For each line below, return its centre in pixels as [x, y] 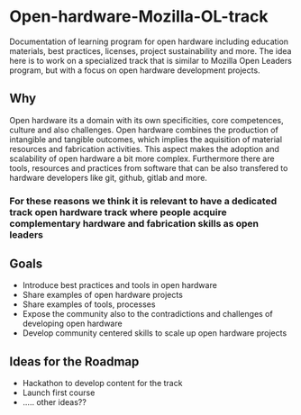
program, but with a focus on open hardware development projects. [135, 70]
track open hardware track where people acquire [118, 212]
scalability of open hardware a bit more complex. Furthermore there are [142, 158]
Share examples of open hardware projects [102, 295]
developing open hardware [73, 324]
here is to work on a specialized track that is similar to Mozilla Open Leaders [151, 60]
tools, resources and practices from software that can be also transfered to [149, 167]
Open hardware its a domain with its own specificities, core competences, [146, 120]
